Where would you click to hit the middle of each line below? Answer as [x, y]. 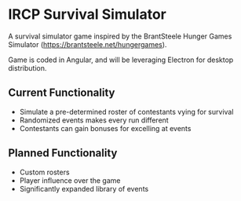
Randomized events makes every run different [94, 120]
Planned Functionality [63, 153]
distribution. [27, 68]
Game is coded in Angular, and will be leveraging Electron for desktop [121, 60]
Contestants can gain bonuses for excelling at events [105, 128]
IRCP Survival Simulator [88, 15]
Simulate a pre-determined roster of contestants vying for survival [126, 111]
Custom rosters [44, 172]
